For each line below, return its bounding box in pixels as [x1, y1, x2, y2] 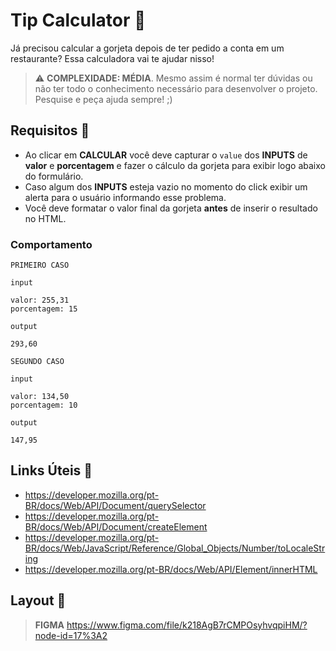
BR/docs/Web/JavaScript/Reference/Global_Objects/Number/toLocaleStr [24, 542, 326, 554]
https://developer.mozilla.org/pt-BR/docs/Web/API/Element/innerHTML [24, 563, 318, 575]
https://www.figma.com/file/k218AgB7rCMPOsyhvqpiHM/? [66, 619, 308, 631]
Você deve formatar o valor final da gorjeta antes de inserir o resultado [24, 202, 318, 214]
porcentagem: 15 [10, 304, 78, 314]
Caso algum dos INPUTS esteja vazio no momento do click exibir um [24, 180, 308, 193]
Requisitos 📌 [10, 122, 90, 139]
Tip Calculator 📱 [10, 9, 147, 32]
